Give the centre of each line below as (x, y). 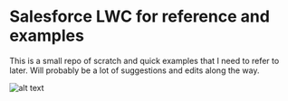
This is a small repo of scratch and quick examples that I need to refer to (144, 60)
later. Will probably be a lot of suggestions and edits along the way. (134, 70)
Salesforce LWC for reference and (139, 17)
